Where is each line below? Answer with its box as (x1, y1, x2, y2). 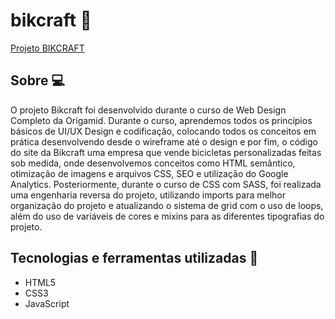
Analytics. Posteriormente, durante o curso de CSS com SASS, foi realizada (10, 178, 322, 190)
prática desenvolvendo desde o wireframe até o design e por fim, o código (10, 135, 318, 148)
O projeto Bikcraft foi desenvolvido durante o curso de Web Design (10, 104, 287, 116)
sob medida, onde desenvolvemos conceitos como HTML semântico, (10, 157, 296, 169)
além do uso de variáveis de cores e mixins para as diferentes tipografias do (10, 210, 325, 222)
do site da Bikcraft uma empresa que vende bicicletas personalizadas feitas (10, 146, 322, 158)
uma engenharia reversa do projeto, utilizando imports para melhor (10, 189, 287, 201)
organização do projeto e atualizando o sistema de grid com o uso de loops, (10, 199, 324, 211)
